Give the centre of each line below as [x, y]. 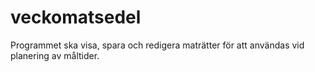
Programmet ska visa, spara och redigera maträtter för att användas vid [157, 45]
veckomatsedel [76, 17]
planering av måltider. [55, 55]
